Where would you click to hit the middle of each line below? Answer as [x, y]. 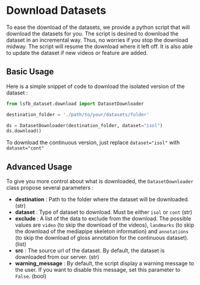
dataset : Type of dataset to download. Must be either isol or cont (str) [104, 212]
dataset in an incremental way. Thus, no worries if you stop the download [97, 40]
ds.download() [24, 131]
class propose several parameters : [50, 188]
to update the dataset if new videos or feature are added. [77, 52]
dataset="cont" [25, 148]
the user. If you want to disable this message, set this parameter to [98, 270]
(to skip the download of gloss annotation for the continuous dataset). [102, 238]
